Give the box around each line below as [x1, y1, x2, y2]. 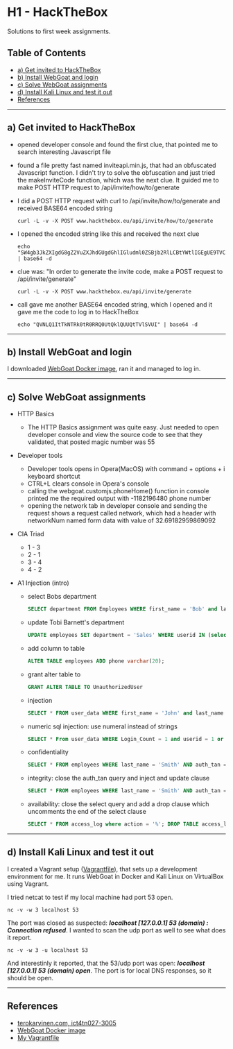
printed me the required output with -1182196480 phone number [27, 494, 212, 503]
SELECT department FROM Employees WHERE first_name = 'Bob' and [27, 606, 218, 613]
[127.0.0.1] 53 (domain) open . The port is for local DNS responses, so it [7, 966, 212, 975]
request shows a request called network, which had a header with [27, 509, 216, 518]
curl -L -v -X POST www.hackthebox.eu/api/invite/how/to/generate [17, 217, 214, 224]
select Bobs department [27, 592, 97, 601]
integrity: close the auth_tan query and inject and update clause [27, 774, 210, 783]
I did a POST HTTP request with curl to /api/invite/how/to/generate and [17, 196, 221, 205]
